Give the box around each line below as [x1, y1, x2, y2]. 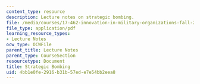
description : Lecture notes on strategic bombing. [6, 14, 135, 20]
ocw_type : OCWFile [6, 42, 52, 48]
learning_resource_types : [6, 31, 70, 37]
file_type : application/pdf [6, 25, 76, 31]
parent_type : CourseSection [6, 53, 76, 59]
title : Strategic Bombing [6, 63, 70, 70]
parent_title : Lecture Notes [6, 47, 79, 53]
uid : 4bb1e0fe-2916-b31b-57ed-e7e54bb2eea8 [6, 69, 116, 75]
